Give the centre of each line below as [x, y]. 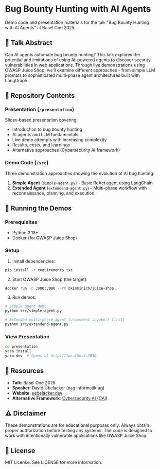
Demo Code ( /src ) [27, 163]
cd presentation [21, 347]
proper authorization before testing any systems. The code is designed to [79, 430]
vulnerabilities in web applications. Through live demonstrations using [75, 65]
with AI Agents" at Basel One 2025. [40, 27]
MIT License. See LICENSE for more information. [54, 462]
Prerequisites [21, 222]
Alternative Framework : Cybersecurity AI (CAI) [60, 398]
